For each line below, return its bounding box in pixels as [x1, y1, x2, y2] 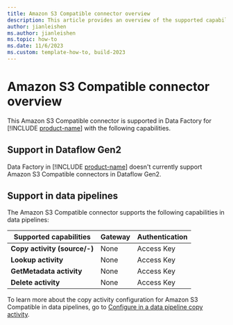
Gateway [100, 232, 130, 242]
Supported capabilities [13, 232, 92, 242]
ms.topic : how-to [7, 36, 58, 43]
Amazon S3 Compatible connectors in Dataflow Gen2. [7, 169, 162, 178]
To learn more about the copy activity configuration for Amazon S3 [7, 296, 198, 304]
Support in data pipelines [7, 190, 119, 202]
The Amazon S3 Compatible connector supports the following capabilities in [7, 208, 225, 217]
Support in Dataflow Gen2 [7, 144, 121, 156]
